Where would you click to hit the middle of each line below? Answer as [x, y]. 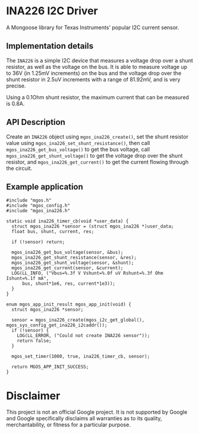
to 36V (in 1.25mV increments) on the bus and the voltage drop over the [94, 73]
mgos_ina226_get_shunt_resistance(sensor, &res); [74, 258]
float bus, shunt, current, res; [53, 232]
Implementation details [50, 46]
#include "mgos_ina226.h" [38, 211]
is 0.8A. [15, 103]
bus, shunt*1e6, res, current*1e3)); [69, 284]
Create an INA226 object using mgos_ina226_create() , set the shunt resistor [97, 136]
